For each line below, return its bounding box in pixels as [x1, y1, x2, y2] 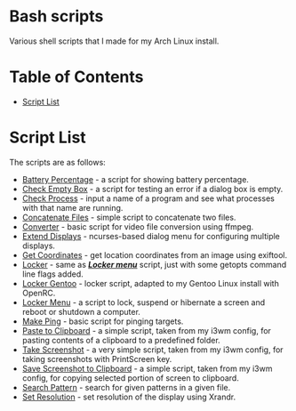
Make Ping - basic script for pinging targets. [21, 316, 184, 326]
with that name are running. [21, 202, 124, 213]
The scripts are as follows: [9, 157, 107, 167]
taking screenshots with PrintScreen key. [21, 353, 172, 364]
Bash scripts [9, 6, 104, 27]
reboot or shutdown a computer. [21, 306, 140, 317]
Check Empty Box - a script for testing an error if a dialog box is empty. [21, 183, 284, 194]
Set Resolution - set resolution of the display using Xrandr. [21, 391, 236, 402]
